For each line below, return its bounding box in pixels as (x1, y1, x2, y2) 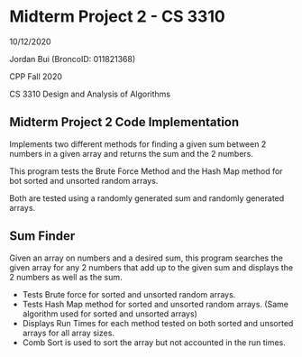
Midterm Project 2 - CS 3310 (9, 6, 225, 27)
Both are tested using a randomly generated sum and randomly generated (9, 192, 285, 204)
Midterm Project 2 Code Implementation (9, 114, 240, 130)
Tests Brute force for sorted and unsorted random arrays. (22, 288, 236, 299)
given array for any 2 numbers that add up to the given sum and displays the (9, 261, 294, 272)
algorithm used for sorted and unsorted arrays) (22, 308, 198, 319)
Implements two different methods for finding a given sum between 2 (9, 138, 267, 150)
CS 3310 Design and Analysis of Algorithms (9, 88, 171, 99)
